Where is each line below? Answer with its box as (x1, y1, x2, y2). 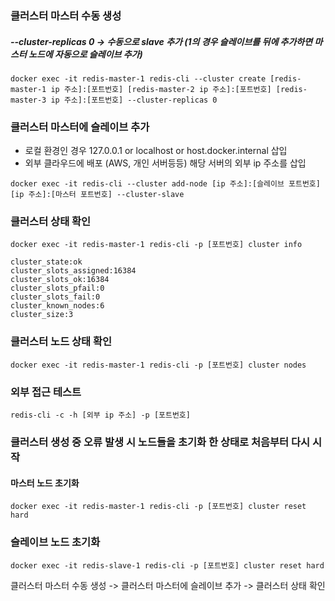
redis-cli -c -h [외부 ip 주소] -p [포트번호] (10, 410, 191, 421)
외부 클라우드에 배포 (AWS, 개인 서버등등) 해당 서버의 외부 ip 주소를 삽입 (24, 157, 307, 169)
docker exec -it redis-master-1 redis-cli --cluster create (10, 73, 267, 84)
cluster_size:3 (10, 310, 74, 320)
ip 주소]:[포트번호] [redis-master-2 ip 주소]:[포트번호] (50, 84, 272, 94)
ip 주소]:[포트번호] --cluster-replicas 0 (50, 95, 218, 105)
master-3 (10, 95, 47, 105)
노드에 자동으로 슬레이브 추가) (28, 48, 143, 60)
